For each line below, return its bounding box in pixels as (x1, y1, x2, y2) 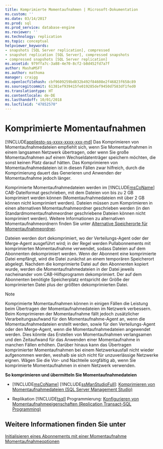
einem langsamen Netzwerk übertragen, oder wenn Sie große (5, 149, 129, 155)
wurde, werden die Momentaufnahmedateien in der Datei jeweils (5, 266, 135, 272)
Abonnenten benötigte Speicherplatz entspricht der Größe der (5, 276, 130, 282)
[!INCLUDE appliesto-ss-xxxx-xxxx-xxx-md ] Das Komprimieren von (5, 139, 139, 145)
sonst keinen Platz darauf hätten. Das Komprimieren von (5, 159, 118, 165)
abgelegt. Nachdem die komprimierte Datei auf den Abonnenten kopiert (5, 261, 149, 267)
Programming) (12, 406, 41, 412)
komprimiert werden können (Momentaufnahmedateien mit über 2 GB (5, 195, 145, 201)
